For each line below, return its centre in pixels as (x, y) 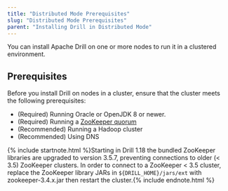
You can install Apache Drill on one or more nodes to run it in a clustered (112, 47)
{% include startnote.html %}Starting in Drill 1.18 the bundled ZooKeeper (112, 150)
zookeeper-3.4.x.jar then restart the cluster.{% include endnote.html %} (111, 180)
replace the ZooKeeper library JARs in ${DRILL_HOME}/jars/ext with (105, 173)
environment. (26, 54)
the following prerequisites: (47, 101)
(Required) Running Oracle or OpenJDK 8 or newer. (92, 114)
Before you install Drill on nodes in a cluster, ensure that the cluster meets (114, 93)
